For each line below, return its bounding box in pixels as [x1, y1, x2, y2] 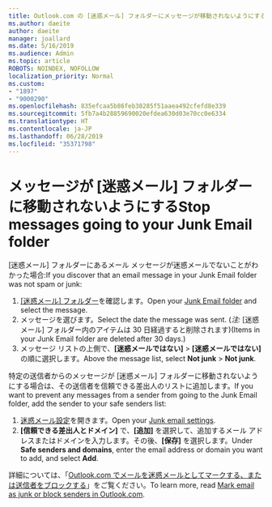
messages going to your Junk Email [8, 215, 253, 233]
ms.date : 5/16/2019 [8, 42, 74, 50]
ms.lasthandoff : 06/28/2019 [8, 132, 104, 140]
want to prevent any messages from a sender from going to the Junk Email [8, 390, 257, 400]
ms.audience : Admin [8, 49, 74, 58]
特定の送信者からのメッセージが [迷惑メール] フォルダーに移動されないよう [8, 371, 259, 381]
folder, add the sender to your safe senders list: [8, 398, 167, 409]
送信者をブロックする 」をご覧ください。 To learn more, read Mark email [15, 480, 255, 490]
